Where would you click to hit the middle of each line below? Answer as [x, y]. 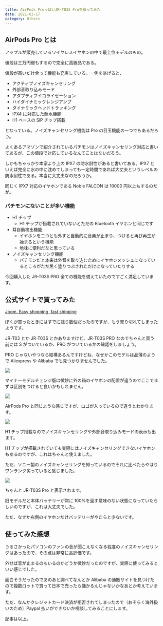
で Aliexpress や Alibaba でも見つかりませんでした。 [57, 361]
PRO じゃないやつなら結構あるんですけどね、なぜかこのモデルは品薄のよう [80, 355]
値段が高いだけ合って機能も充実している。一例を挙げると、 [64, 73]
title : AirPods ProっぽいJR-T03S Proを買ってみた [53, 10]
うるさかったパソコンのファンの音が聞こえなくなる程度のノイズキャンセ [77, 547]
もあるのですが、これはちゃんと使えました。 [50, 454]
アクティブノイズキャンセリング [44, 83]
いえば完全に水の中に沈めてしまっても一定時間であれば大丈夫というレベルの [81, 169]
